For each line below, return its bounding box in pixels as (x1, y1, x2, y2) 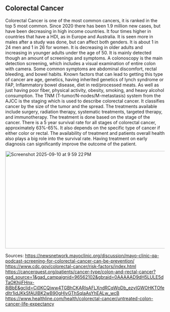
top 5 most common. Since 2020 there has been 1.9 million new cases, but (5, 23, 161, 29)
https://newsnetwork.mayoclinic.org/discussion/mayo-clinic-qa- (25, 252, 159, 258)
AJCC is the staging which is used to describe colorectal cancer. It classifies (5, 98, 165, 104)
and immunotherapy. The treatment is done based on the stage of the (5, 114, 150, 120)
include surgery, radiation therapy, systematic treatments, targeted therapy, (5, 109, 163, 115)
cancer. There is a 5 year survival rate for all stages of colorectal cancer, (5, 119, 156, 125)
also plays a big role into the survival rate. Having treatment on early (5, 135, 148, 141)
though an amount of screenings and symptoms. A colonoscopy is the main (5, 55, 163, 61)
